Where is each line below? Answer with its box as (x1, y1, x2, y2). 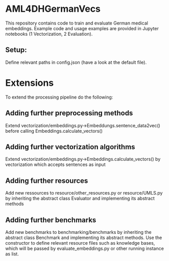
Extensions (5, 77, 54, 88)
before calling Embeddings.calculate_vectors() (5, 128, 103, 134)
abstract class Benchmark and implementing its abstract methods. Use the (5, 234, 162, 241)
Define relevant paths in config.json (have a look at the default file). (5, 59, 147, 65)
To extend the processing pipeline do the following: (5, 94, 113, 100)
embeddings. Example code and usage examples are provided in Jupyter (5, 25, 159, 31)
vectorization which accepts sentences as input (5, 161, 106, 168)
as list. (5, 251, 19, 257)
